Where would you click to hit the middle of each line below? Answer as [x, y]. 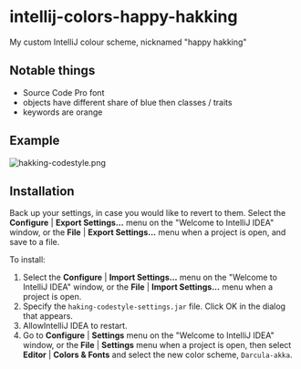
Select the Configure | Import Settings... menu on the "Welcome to [150, 277]
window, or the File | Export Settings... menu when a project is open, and [148, 232]
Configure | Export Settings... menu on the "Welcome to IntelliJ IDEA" [142, 223]
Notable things [52, 71]
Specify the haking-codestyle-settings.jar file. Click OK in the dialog [154, 306]
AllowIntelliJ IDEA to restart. [75, 326]
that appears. [47, 316]
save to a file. [35, 242]
